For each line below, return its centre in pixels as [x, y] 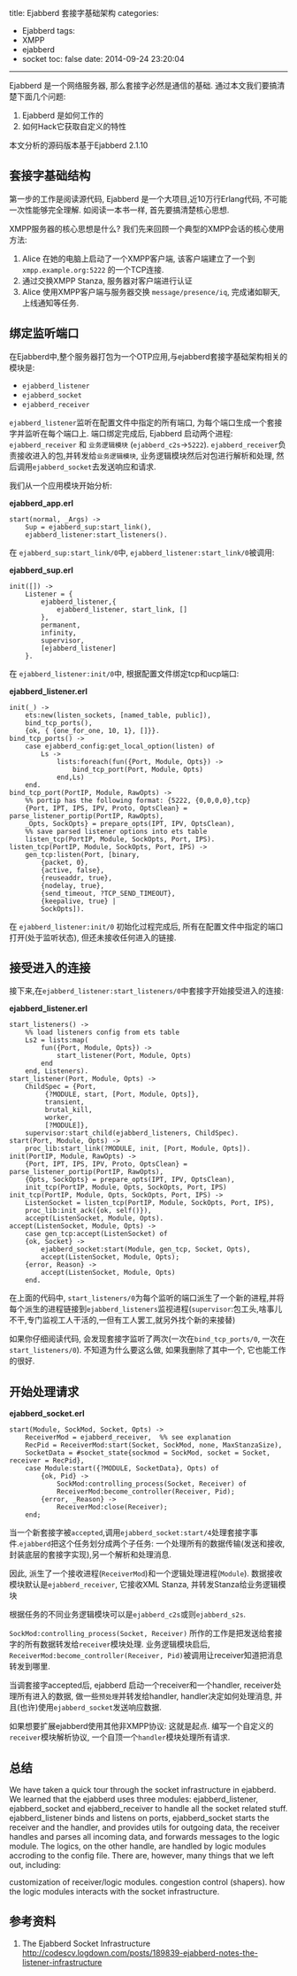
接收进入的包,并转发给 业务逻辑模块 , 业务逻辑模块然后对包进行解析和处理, [145, 455]
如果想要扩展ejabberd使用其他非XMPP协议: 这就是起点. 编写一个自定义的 [141, 1726]
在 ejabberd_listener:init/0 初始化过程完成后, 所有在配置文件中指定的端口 [146, 926]
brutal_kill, [69, 1110]
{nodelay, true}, [72, 885]
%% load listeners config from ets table [102, 1033]
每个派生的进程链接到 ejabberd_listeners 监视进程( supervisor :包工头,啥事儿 [146, 1309]
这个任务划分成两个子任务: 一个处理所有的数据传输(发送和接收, [172, 1544]
